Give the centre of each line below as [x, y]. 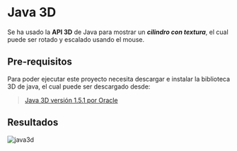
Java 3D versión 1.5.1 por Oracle [71, 100]
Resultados [33, 122]
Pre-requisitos [40, 62]
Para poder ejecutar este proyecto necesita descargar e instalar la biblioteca [119, 79]
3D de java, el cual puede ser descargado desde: [79, 86]
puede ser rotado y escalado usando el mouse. [76, 39]
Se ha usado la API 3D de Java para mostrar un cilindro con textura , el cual [118, 32]
